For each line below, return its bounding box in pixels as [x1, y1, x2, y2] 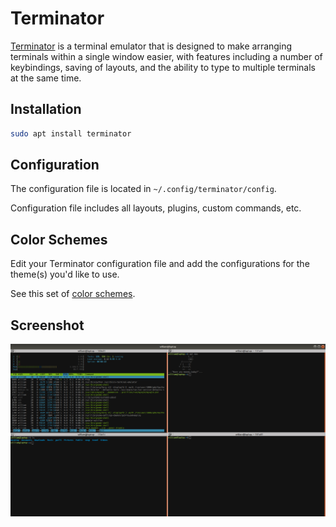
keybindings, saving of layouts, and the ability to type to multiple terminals [10, 61, 316, 73]
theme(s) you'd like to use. [10, 268, 120, 281]
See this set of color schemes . [10, 288, 136, 300]
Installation [10, 101, 82, 118]
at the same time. [10, 72, 82, 84]
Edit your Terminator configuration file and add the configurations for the [10, 258, 310, 270]
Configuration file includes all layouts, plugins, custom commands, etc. [10, 202, 302, 214]
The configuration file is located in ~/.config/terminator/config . [10, 183, 277, 195]
